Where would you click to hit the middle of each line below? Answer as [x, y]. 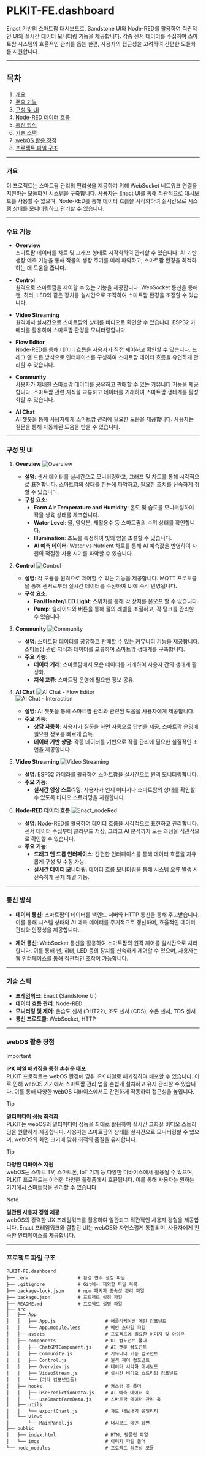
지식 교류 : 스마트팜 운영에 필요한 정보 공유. [84, 679]
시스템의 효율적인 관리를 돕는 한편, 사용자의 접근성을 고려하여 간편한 [98, 44]
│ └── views [25, 1417]
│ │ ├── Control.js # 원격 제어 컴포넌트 [78, 1360]
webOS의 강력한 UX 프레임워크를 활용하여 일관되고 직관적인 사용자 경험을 [94, 1220]
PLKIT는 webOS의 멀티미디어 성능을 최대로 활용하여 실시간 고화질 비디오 [93, 1124]
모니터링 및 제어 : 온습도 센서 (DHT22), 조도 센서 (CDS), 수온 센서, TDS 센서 [105, 1011]
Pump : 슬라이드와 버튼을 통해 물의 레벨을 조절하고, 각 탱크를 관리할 [114, 609]
